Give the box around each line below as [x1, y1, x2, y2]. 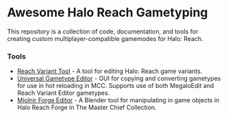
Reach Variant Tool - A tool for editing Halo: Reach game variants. [16, 67, 203, 76]
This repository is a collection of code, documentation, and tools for [7, 27, 199, 35]
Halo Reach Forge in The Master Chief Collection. [16, 104, 157, 112]
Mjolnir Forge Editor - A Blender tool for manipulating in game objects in [16, 96, 220, 104]
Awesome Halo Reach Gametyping [7, 5, 208, 20]
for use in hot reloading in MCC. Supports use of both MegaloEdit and [16, 82, 214, 90]
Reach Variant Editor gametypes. [16, 89, 110, 97]
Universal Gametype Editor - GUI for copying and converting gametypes [16, 74, 221, 83]
